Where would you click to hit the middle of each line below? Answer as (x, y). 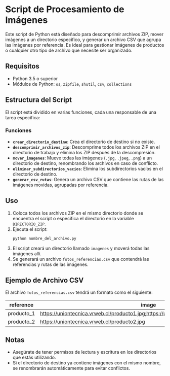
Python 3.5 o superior (35, 78)
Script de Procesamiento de (65, 9)
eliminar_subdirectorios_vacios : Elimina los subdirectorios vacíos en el (88, 168)
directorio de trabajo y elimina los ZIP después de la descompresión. (84, 152)
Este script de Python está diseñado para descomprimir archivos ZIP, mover (84, 34)
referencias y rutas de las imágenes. (50, 264)
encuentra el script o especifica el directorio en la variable (73, 218)
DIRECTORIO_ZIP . (29, 224)
